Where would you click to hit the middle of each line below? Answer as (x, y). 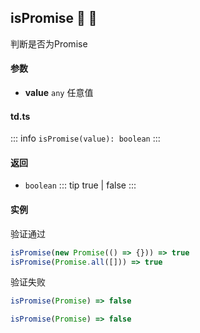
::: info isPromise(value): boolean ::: (85, 138)
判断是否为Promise (49, 43)
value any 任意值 (59, 93)
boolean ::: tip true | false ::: (80, 185)
